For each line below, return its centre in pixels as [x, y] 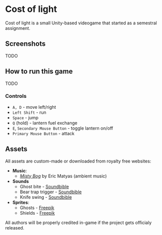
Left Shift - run [29, 112]
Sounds [20, 181]
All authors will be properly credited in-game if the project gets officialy [79, 223]
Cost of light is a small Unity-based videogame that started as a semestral [81, 23]
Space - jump [25, 117]
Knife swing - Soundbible [46, 197]
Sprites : [21, 202]
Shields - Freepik [37, 213]
